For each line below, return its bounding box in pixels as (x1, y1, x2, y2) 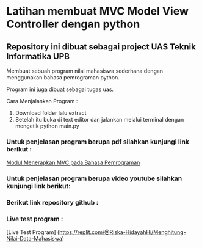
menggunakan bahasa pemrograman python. (6, 74, 120, 81)
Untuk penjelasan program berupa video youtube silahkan (6, 174, 182, 183)
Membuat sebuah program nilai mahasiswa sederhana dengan (6, 67, 164, 75)
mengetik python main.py (15, 122, 79, 129)
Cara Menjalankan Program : (6, 98, 78, 104)
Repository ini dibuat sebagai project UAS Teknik (6, 42, 197, 52)
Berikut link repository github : (6, 199, 99, 207)
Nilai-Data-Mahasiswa (6, 235, 63, 243)
